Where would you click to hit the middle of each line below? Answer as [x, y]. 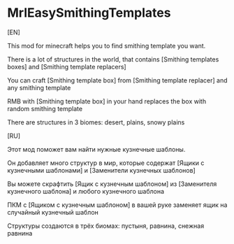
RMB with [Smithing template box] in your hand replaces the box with [107, 101]
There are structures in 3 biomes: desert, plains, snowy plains [96, 122]
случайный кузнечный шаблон [53, 212]
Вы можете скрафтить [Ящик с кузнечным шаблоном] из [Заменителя [112, 184]
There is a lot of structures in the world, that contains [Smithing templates [113, 59]
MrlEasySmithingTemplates [89, 13]
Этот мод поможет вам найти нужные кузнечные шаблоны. [96, 149]
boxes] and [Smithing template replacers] [67, 66]
